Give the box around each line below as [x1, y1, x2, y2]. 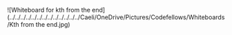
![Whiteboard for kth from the [7, 6, 91, 14]
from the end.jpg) [20, 21, 70, 28]
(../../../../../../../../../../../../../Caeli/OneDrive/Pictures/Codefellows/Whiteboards [7, 13, 225, 21]
